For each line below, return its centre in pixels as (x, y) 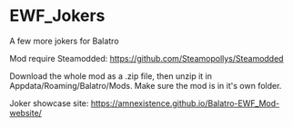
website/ (26, 112)
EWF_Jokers (57, 16)
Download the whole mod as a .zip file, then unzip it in (111, 76)
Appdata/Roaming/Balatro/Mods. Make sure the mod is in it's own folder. (146, 85)
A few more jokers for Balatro (65, 41)
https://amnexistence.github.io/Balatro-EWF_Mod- (185, 103)
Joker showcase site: (49, 103)
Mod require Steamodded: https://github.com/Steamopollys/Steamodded (146, 58)
